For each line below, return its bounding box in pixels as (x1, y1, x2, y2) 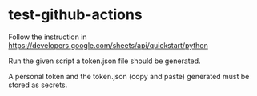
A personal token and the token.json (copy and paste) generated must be (8, 71, 250, 81)
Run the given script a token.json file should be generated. (8, 56, 202, 66)
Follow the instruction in (8, 32, 87, 42)
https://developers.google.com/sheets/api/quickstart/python (8, 40, 208, 50)
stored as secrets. (8, 80, 68, 90)
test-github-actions (8, 6, 143, 24)
